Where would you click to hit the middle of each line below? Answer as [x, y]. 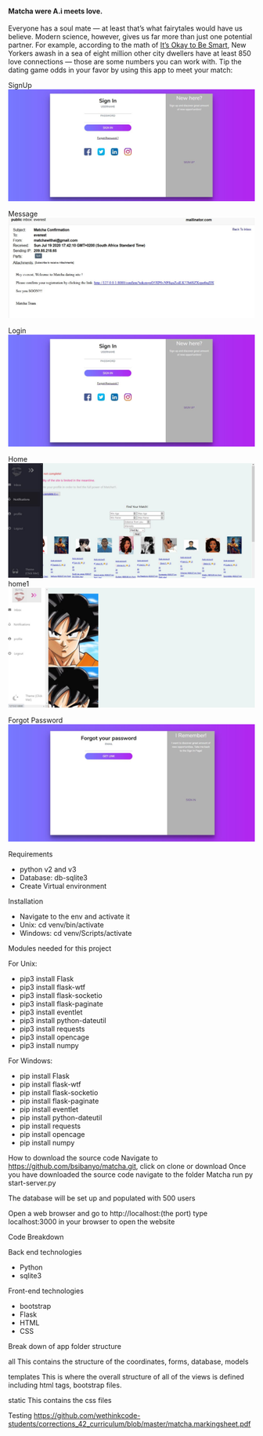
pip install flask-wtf [50, 1084]
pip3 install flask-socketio [61, 996]
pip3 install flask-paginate [61, 1004]
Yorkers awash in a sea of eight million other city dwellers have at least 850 [130, 53]
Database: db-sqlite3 [53, 878]
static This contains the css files [60, 1401]
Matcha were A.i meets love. [56, 11]
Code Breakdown [36, 1237]
